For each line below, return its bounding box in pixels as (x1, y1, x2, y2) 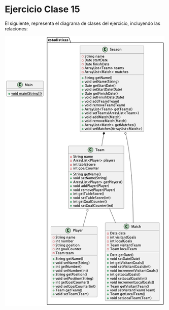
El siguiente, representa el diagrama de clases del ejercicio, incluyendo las (5, 20, 160, 26)
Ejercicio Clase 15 (5, 4, 80, 15)
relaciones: (5, 25, 28, 31)
